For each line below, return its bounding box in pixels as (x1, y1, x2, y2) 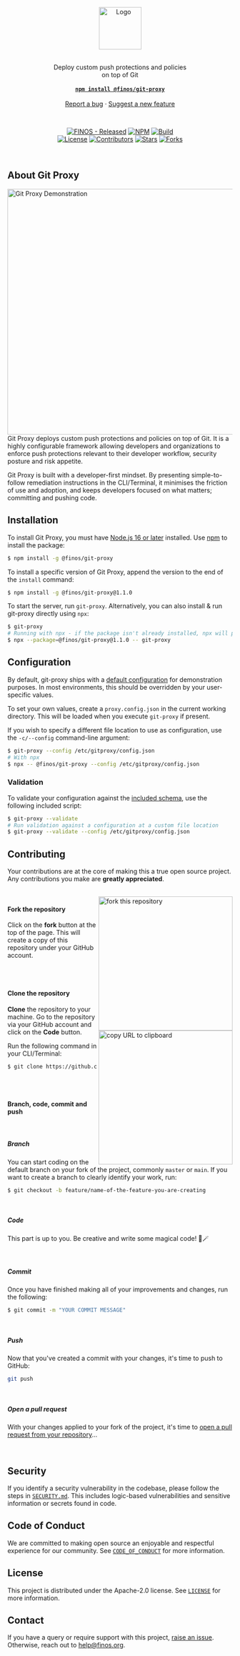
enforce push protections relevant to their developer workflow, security (7, 449, 217, 457)
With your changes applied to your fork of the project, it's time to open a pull (7, 1423, 232, 1432)
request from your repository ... (7, 1430, 98, 1439)
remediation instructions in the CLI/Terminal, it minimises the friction (26, 478, 228, 487)
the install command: (7, 575, 74, 584)
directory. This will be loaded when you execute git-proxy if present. (7, 712, 211, 720)
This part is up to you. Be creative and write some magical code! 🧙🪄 (7, 1234, 209, 1243)
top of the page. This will (7, 928, 81, 937)
